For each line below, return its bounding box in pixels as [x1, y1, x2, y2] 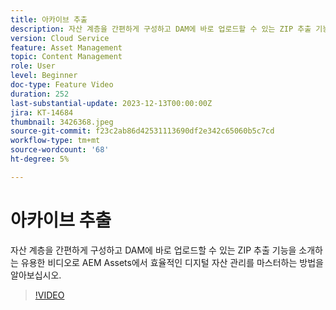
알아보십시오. [10, 269, 62, 281]
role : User [10, 61, 56, 71]
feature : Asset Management [10, 42, 123, 53]
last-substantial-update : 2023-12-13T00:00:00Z [10, 98, 213, 108]
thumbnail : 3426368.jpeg [10, 117, 114, 127]
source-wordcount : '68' [10, 145, 110, 155]
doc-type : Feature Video [10, 80, 114, 90]
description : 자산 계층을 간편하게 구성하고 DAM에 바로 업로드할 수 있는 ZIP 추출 [10, 24, 312, 34]
